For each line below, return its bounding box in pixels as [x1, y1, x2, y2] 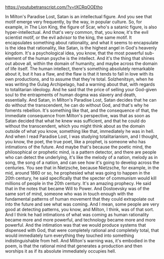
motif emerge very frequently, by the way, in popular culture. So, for [5, 19, 142, 25]
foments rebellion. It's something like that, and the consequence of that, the [5, 107, 158, 113]
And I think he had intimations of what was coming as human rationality [5, 212, 149, 217]
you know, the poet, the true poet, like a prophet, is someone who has [5, 139, 146, 144]
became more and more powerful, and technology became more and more [5, 217, 156, 223]
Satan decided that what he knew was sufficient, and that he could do [5, 118, 146, 124]
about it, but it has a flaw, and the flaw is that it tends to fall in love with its [5, 71, 154, 77]
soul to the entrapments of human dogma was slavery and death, [5, 92, 137, 98]
